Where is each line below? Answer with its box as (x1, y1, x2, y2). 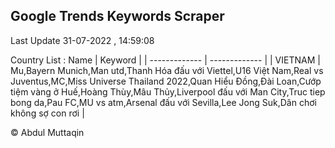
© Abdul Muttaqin (10, 126, 85, 138)
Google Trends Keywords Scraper (10, 8, 225, 25)
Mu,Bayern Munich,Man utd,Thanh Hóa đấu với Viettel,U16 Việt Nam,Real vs (10, 64, 324, 76)
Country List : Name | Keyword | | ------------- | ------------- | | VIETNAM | (10, 54, 321, 66)
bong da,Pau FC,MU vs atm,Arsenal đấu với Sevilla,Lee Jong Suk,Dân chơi (10, 96, 317, 108)
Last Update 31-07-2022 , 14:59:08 (10, 34, 155, 46)
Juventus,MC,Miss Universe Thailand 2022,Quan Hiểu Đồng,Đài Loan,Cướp (10, 75, 322, 87)
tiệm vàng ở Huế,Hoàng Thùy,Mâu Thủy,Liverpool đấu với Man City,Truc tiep (10, 85, 326, 98)
